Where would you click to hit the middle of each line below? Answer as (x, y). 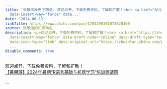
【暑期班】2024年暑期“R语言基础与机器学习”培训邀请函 (62, 72)
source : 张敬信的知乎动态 (29, 28)
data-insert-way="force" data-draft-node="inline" (63, 38)
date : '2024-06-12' (25, 19)
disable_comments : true (30, 51)
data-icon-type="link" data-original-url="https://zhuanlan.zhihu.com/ (85, 42)
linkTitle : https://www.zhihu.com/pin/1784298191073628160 (68, 23)
